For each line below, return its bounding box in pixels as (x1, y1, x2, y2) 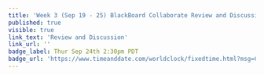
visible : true (8, 26, 55, 34)
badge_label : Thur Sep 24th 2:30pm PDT (8, 48, 139, 55)
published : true (8, 19, 61, 27)
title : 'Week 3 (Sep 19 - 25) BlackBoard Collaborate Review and (8, 11, 226, 20)
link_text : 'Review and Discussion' (8, 33, 128, 41)
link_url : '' (8, 41, 51, 48)
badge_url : (8, 55, 44, 63)
